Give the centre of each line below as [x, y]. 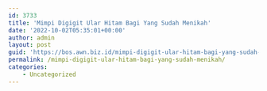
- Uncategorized [50, 74]
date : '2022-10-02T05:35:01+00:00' [67, 30]
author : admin [32, 38]
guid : [17, 52]
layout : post [30, 45]
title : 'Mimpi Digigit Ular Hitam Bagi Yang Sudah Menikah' [110, 23]
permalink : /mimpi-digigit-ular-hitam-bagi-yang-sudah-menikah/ [117, 60]
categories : [28, 67]
